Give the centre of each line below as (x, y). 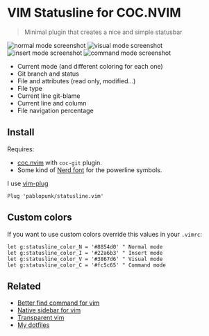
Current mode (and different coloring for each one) (90, 66)
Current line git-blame (49, 96)
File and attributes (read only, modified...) (76, 81)
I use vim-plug (28, 183)
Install (21, 132)
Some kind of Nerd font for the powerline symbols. (90, 170)
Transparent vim (41, 318)
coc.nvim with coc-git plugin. (59, 162)
